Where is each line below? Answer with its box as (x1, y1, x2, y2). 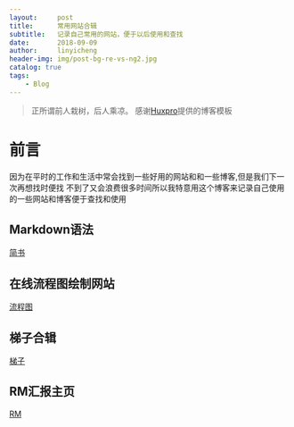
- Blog (25, 80, 50, 88)
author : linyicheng (9, 46, 98, 55)
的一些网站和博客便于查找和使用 (9, 193, 127, 204)
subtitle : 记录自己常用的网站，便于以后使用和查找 (9, 29, 184, 38)
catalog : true (9, 63, 62, 72)
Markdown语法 (9, 222, 94, 237)
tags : (9, 71, 29, 80)
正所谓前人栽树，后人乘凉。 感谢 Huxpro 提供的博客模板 (30, 105, 233, 116)
